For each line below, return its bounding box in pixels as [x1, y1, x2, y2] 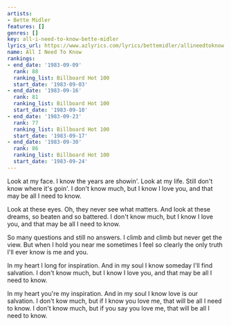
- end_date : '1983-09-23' [7, 113, 82, 120]
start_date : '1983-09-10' [13, 106, 89, 113]
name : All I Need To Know [7, 49, 82, 56]
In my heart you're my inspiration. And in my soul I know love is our [7, 289, 198, 297]
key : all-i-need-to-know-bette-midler [7, 36, 119, 43]
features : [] [7, 23, 45, 30]
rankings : [7, 55, 36, 62]
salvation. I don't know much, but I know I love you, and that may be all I [7, 268, 212, 277]
